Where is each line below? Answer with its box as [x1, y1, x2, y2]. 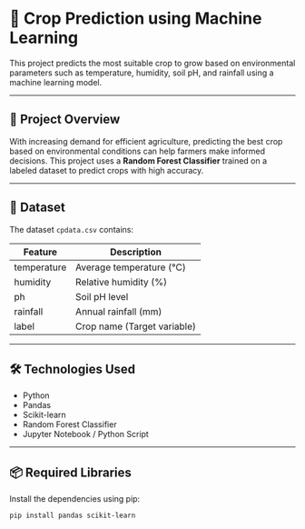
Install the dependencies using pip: [9, 494, 141, 504]
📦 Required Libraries [9, 464, 132, 480]
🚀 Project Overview [9, 112, 121, 127]
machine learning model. [9, 76, 103, 87]
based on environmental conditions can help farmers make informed [9, 145, 266, 156]
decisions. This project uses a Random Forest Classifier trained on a [9, 155, 268, 166]
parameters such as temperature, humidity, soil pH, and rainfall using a [9, 67, 274, 78]
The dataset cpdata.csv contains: [9, 224, 134, 235]
